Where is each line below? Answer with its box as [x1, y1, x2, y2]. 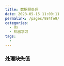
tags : [5, 34, 16, 39]
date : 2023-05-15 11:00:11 [5, 12, 60, 16]
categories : [5, 20, 29, 26]
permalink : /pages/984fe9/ [5, 16, 60, 21]
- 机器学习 [9, 29, 29, 34]
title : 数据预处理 [5, 7, 39, 12]
